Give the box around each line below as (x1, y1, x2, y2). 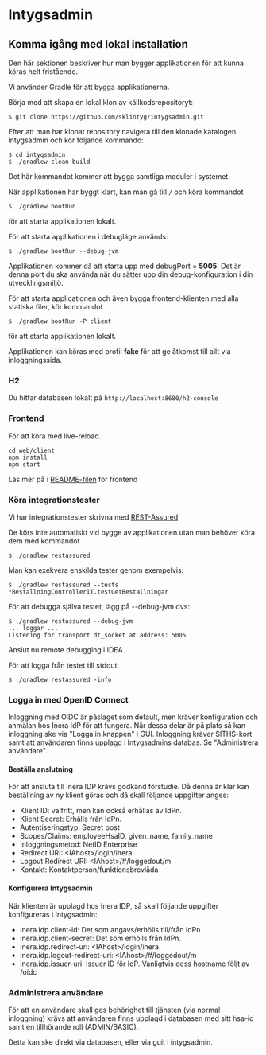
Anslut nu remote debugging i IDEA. (8, 644, 125, 654)
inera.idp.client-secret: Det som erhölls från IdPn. (19, 933, 181, 943)
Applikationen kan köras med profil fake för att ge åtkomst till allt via (8, 347, 232, 356)
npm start (8, 460, 41, 469)
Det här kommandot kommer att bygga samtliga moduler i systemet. (8, 172, 230, 181)
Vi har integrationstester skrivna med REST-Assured (8, 512, 179, 522)
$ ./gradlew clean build (8, 158, 91, 165)
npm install (8, 454, 48, 461)
